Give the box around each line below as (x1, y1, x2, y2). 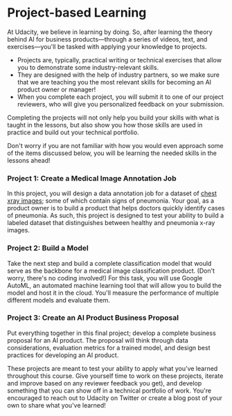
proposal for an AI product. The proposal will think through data (7, 336, 188, 344)
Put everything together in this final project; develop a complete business (7, 329, 216, 337)
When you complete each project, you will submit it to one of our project (17, 92, 224, 101)
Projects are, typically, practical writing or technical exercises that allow (17, 55, 222, 64)
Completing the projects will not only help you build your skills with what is (7, 113, 220, 122)
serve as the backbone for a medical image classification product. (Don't (7, 266, 215, 275)
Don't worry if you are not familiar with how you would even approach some (7, 141, 224, 150)
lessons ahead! (7, 156, 51, 164)
